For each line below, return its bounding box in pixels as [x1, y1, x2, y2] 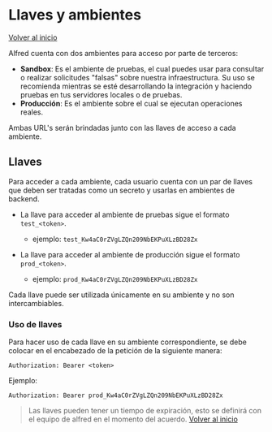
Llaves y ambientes [8, 6, 142, 24]
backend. [8, 193, 40, 204]
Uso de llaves [8, 318, 63, 330]
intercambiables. [8, 298, 64, 308]
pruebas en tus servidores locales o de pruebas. [19, 89, 183, 99]
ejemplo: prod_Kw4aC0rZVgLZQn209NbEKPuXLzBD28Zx [32, 274, 198, 283]
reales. [19, 107, 43, 117]
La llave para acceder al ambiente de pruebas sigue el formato [19, 210, 230, 219]
